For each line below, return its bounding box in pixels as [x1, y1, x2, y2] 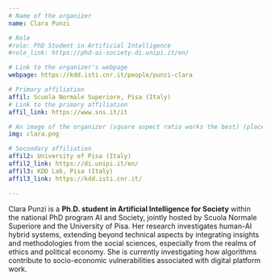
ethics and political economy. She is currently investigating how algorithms [8, 247, 257, 257]
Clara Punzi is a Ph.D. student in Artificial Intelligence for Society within [8, 203, 252, 214]
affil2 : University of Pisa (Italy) [8, 153, 131, 161]
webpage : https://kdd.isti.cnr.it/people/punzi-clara [8, 71, 194, 79]
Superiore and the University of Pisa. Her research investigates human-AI [8, 221, 252, 231]
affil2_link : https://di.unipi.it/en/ [8, 160, 139, 168]
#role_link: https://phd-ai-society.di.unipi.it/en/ [8, 49, 190, 57]
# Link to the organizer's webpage [8, 64, 128, 72]
